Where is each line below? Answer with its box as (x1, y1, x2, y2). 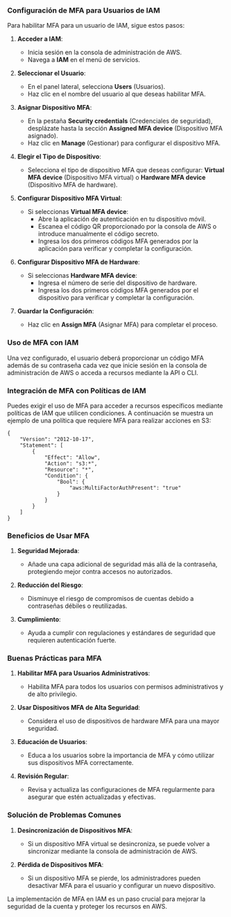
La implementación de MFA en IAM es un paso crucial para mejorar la (7, 895, 206, 903)
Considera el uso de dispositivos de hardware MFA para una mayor (27, 717, 220, 725)
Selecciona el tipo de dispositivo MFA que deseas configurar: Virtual (27, 166, 225, 174)
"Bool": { (56, 478, 85, 485)
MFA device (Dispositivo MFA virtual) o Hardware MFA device (27, 173, 206, 182)
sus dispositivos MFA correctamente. (27, 759, 134, 767)
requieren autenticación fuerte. (27, 636, 117, 645)
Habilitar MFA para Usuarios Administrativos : (17, 669, 151, 677)
